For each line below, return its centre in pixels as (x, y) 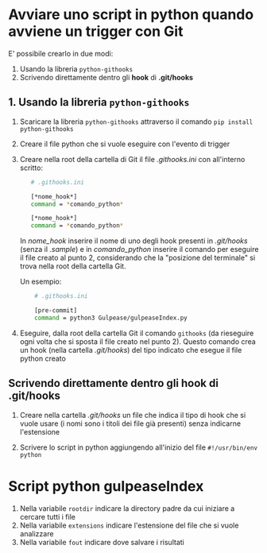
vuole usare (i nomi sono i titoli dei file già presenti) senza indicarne (130, 423)
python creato (43, 358)
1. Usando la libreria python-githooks (99, 102)
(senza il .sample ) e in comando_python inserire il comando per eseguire (139, 249)
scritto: (31, 168)
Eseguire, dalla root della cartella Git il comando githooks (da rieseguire (137, 333)
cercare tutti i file (47, 516)
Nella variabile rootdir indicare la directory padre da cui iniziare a (127, 508)
